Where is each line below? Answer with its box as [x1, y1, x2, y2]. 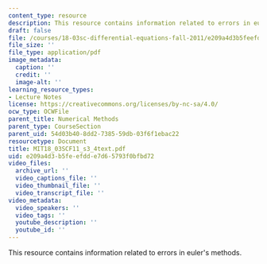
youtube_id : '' [15, 226, 66, 235]
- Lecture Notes [8, 93, 62, 101]
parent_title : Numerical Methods [8, 115, 119, 123]
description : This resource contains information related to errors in [8, 19, 250, 27]
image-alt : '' [15, 78, 62, 86]
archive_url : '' [15, 167, 69, 175]
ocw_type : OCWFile [8, 108, 69, 116]
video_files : [8, 160, 52, 168]
